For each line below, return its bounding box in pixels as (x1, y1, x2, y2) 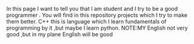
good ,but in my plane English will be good (6, 31, 113, 38)
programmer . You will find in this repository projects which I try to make (6, 11, 188, 19)
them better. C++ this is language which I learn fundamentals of (6, 18, 167, 25)
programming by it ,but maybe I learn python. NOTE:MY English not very (6, 24, 188, 31)
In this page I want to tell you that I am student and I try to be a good (6, 5, 178, 12)
